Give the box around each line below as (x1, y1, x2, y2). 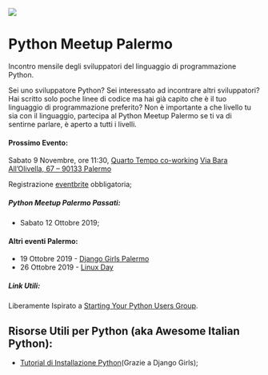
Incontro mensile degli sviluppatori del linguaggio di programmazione (8, 61, 237, 71)
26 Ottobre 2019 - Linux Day (19, 262, 114, 272)
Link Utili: (8, 281, 41, 290)
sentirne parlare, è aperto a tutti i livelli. (8, 119, 138, 129)
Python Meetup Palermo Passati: (8, 197, 122, 207)
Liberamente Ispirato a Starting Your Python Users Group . (8, 301, 198, 311)
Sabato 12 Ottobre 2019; (19, 218, 100, 228)
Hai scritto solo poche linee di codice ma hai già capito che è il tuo (8, 94, 227, 103)
